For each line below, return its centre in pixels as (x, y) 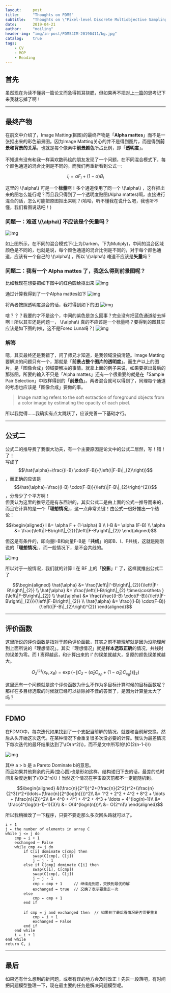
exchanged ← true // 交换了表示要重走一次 (75, 889)
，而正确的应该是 (23, 479)
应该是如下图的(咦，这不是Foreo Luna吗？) (50, 328)
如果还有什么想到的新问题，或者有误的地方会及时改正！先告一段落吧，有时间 (85, 979)
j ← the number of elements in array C (48, 829)
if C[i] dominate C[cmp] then (55, 851)
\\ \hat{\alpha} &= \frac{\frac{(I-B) (87, 596)
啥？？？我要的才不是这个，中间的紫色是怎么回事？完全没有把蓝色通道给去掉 (85, 315)
